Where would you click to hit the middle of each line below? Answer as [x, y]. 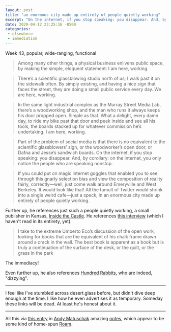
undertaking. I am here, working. [52, 131]
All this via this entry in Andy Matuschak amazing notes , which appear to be [85, 318]
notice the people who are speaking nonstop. [65, 163]
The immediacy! [22, 263]
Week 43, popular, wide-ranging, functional [51, 53]
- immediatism [22, 39]
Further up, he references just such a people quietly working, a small [77, 210]
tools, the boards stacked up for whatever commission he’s [79, 126]
